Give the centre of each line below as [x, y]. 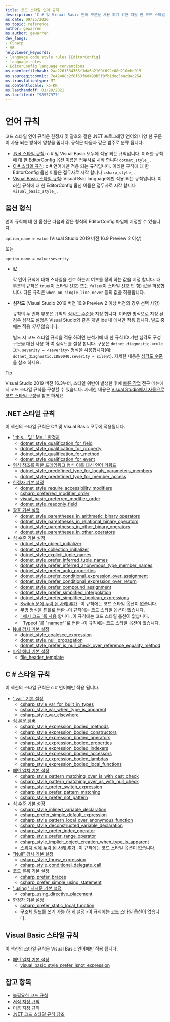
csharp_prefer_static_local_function [57, 905]
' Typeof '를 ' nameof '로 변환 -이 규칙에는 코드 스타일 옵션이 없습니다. [90, 623]
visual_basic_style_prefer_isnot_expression [65, 965]
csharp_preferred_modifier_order [55, 493]
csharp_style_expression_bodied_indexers [64, 748]
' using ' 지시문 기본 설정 [37, 888]
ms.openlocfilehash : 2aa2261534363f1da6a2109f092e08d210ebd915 [73, 71]
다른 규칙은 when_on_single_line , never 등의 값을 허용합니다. [84, 293]
